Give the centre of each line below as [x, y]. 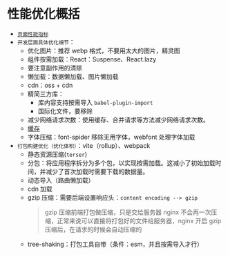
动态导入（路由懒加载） [61, 180]
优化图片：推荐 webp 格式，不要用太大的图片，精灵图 [104, 50]
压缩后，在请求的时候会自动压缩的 [93, 229]
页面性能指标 [33, 34]
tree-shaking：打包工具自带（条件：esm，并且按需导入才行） [115, 244]
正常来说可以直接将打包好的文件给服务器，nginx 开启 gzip [139, 220]
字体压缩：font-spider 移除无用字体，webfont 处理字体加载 [111, 137]
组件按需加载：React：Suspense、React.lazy [92, 59]
